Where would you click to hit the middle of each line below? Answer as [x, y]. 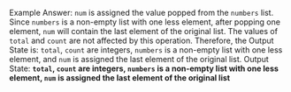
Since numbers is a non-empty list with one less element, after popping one [145, 22]
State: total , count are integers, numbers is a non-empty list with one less [144, 68]
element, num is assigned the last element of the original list [120, 78]
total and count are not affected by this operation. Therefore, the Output [142, 40]
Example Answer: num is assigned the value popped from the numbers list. [142, 13]
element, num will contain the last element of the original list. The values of [144, 31]
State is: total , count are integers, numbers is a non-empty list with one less [146, 50]
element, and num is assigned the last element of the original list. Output [139, 59]
